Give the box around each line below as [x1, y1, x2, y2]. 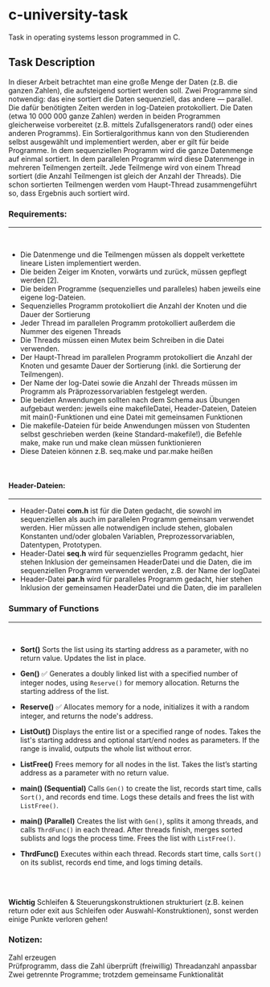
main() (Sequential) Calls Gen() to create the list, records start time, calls [19, 783, 262, 793]
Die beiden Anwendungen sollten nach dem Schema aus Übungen [19, 395, 240, 405]
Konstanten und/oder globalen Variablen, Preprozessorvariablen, [19, 531, 235, 541]
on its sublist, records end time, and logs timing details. [19, 857, 203, 867]
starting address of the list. [19, 686, 110, 696]
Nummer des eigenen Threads [19, 327, 122, 337]
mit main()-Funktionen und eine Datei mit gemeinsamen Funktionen [19, 412, 243, 422]
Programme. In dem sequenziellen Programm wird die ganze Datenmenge [8, 145, 253, 155]
